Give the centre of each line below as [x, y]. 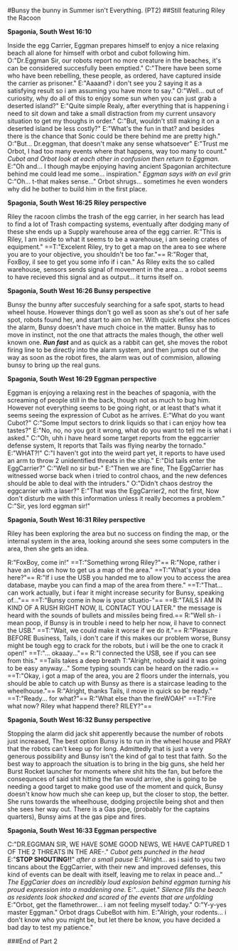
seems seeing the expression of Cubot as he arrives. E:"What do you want [116, 415]
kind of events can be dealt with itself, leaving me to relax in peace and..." [115, 875]
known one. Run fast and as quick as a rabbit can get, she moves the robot [118, 342]
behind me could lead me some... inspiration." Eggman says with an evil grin [119, 174]
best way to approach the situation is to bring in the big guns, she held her [116, 764]
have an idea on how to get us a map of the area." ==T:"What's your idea [114, 570]
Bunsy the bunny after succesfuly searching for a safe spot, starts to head [116, 304]
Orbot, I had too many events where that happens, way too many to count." [117, 151]
